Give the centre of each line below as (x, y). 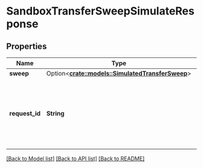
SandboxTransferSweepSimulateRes (100, 11)
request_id (25, 113)
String (55, 113)
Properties (27, 46)
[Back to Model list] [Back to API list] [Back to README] (76, 159)
